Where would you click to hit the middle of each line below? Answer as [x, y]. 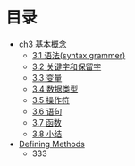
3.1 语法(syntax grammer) [79, 55]
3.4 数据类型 [55, 89]
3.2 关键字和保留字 [67, 66]
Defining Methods [52, 144]
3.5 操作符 [51, 100]
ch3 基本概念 [42, 44]
